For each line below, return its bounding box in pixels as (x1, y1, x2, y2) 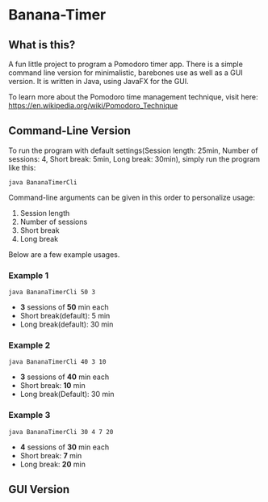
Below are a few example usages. (8, 249, 120, 259)
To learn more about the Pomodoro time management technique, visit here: (8, 92, 258, 102)
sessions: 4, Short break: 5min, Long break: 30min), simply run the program (8, 154, 261, 163)
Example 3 (8, 410, 51, 421)
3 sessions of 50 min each (19, 302, 109, 312)
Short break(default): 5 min (19, 311, 111, 321)
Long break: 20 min (19, 459, 86, 469)
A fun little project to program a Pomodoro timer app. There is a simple (8, 59, 244, 69)
